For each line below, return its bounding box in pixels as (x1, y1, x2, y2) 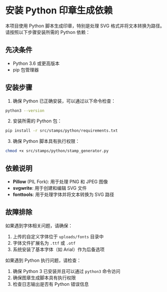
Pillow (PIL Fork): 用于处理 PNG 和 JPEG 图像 (12, 178, 108, 185)
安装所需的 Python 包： (12, 118, 62, 124)
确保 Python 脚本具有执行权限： (12, 138, 80, 144)
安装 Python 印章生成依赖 (5, 5, 113, 16)
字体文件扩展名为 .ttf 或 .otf (12, 240, 76, 246)
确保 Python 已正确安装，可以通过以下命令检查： (12, 98, 116, 104)
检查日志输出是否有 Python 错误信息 (12, 281, 89, 287)
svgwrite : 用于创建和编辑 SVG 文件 (12, 185, 87, 191)
